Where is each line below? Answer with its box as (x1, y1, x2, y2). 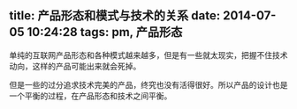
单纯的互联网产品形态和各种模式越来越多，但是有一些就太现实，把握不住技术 (9, 49, 288, 60)
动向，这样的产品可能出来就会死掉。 (9, 61, 141, 71)
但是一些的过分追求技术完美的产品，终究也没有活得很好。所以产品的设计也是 (9, 79, 288, 90)
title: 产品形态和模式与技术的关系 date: (9, 8, 221, 24)
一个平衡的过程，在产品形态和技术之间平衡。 (9, 91, 172, 101)
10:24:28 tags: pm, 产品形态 (27, 25, 183, 40)
